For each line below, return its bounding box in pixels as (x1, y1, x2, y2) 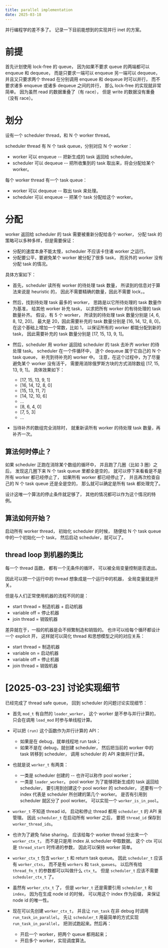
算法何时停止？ (5, 447, 52, 456)
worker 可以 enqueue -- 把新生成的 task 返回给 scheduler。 (12, 154, 136, 160)
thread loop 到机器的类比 (5, 551, 83, 559)
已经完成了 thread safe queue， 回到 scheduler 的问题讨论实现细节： (5, 699, 148, 706)
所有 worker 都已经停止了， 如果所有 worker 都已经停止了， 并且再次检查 (5, 475, 156, 481)
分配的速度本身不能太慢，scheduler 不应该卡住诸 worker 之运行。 (12, 248, 148, 255)
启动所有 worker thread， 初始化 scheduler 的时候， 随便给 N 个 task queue (5, 528, 161, 534)
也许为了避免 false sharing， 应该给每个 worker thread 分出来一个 (12, 832, 148, 838)
